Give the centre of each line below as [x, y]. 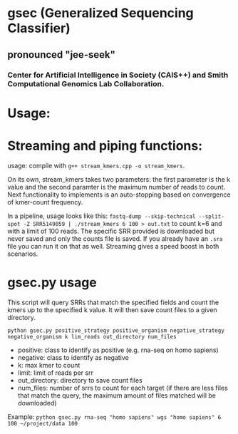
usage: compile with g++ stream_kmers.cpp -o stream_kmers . [96, 165]
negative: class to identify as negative [73, 357]
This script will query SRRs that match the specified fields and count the [113, 302]
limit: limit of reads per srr [56, 373]
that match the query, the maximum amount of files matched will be [117, 395]
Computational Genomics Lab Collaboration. [86, 83]
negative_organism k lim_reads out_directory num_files [92, 336]
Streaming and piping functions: [105, 146]
